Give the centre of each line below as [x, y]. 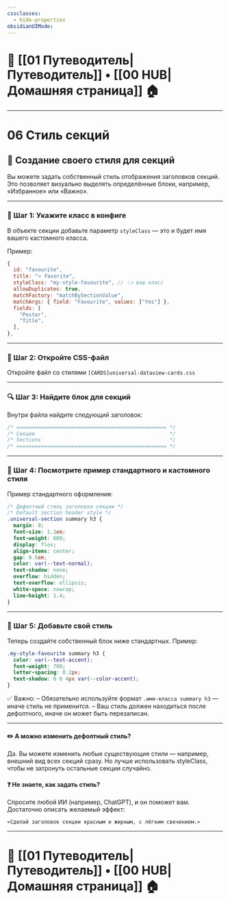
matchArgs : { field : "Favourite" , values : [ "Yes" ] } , [91, 302]
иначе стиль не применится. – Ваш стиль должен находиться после [107, 706]
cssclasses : [24, 13]
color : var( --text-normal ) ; [53, 564]
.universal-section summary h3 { [55, 519]
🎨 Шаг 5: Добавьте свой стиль [60, 626]
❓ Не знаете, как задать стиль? [54, 784]
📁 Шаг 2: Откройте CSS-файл [58, 358]
